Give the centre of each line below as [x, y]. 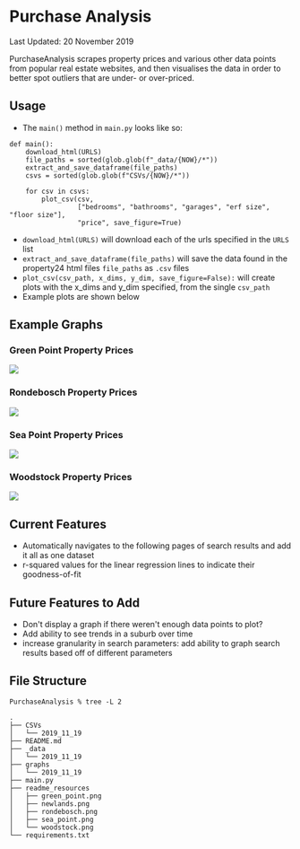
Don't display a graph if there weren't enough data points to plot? [142, 624]
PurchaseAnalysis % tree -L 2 [66, 702]
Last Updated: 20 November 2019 [72, 41]
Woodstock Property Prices [71, 477]
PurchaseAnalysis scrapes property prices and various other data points [143, 58]
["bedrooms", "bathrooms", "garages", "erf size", [174, 207]
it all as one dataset [58, 556]
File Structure [48, 681]
